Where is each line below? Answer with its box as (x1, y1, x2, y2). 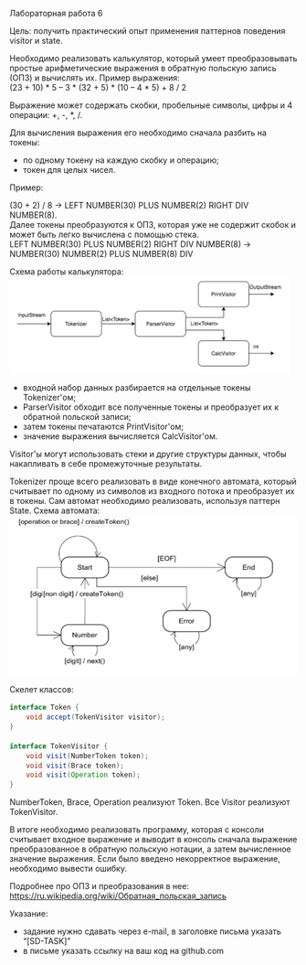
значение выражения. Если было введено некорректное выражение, (9, 853, 281, 864)
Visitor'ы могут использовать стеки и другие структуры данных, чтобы (9, 448, 287, 459)
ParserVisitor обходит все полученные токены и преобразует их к (22, 402, 280, 413)
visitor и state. (9, 36, 63, 46)
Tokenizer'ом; (22, 392, 76, 402)
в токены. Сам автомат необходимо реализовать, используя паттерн (9, 496, 280, 506)
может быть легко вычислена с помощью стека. (9, 229, 199, 240)
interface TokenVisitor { (9, 741, 108, 751)
